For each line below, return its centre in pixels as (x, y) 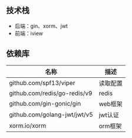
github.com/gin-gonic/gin (45, 103)
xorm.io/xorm (28, 126)
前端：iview (29, 33)
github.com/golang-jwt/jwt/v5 (51, 114)
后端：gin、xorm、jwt (41, 26)
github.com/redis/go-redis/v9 (51, 93)
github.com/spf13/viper (42, 83)
